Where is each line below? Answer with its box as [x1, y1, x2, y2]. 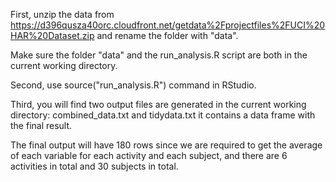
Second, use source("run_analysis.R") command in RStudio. [10, 79, 257, 91]
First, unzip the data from [10, 9, 115, 20]
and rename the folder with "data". [96, 30, 239, 41]
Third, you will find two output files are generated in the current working [10, 99, 307, 110]
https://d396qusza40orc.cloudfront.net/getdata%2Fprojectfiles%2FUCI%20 [10, 19, 326, 31]
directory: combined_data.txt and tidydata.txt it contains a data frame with [10, 109, 316, 121]
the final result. [10, 120, 73, 131]
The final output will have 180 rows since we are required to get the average [10, 139, 323, 151]
